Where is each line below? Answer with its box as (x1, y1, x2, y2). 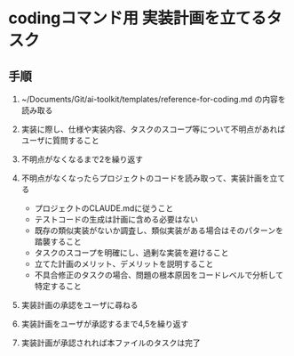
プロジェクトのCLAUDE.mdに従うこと (34, 203, 174, 214)
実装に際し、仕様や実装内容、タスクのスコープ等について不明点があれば (20, 124, 286, 134)
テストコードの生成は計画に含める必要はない (34, 214, 199, 224)
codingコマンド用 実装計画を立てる (8, 8, 267, 28)
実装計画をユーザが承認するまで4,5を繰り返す (20, 319, 189, 329)
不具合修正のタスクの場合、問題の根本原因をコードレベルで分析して (34, 270, 284, 280)
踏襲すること (34, 237, 82, 247)
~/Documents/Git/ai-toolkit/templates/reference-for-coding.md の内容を (20, 94, 286, 104)
